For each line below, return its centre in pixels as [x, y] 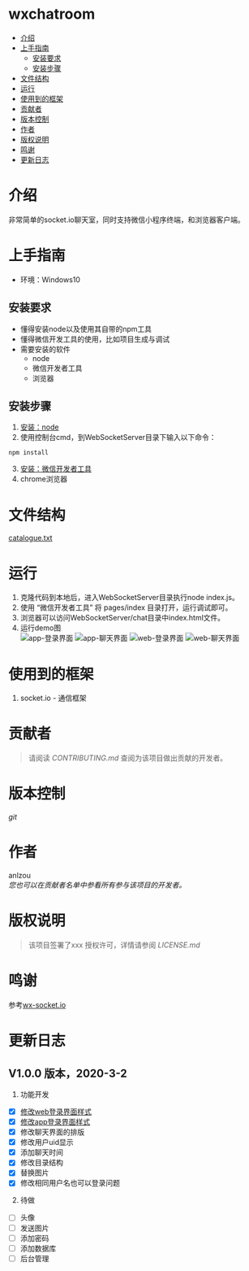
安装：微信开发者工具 [56, 469]
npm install [28, 453]
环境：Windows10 [50, 279]
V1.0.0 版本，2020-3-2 [68, 1073]
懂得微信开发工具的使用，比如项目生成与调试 [95, 339]
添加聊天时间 [41, 1152]
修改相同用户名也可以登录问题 [70, 1183]
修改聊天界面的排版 [52, 1132]
